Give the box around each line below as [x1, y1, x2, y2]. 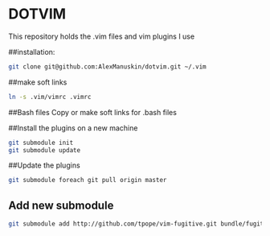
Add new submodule [8, 198, 114, 212]
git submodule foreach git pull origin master [8, 176, 167, 184]
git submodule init [8, 139, 74, 147]
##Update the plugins [8, 160, 80, 170]
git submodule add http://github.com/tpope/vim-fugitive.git [8, 220, 218, 228]
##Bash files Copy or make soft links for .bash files [8, 107, 177, 117]
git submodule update [8, 146, 81, 154]
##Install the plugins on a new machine [8, 122, 138, 133]
